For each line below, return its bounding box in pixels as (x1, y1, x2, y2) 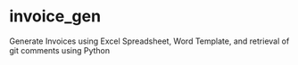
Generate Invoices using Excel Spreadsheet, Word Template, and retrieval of (9, 36, 290, 46)
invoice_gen (9, 6, 101, 27)
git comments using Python (9, 45, 111, 55)
